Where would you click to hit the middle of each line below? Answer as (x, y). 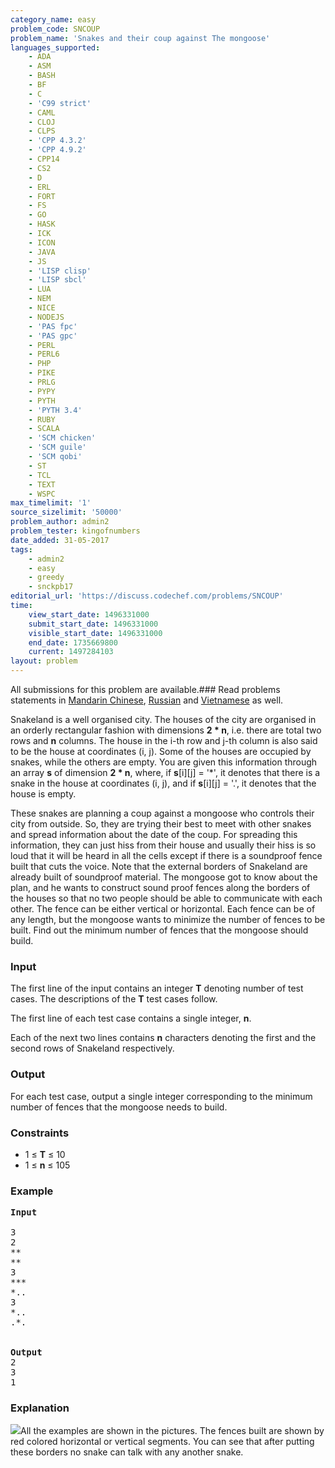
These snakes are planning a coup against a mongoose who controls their (162, 813)
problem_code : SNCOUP (55, 29)
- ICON (42, 242)
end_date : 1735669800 (73, 642)
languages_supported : (55, 47)
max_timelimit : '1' (51, 503)
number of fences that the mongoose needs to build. (119, 1107)
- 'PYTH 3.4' (55, 410)
